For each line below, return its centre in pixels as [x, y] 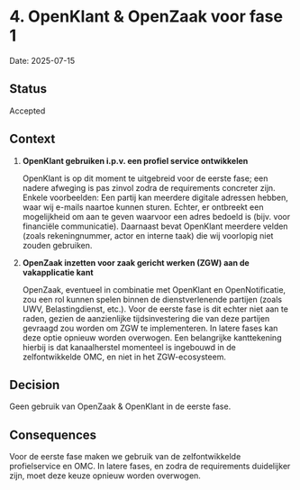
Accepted [27, 111]
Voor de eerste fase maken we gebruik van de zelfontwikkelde [125, 457]
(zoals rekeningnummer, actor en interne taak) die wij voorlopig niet [148, 235]
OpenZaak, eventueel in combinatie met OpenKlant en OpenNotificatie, [154, 289]
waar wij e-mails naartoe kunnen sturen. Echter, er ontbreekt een [143, 207]
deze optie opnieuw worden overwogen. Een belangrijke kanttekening [152, 337]
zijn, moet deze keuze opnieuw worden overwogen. [105, 476]
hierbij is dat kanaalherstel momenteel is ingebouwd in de [129, 347]
